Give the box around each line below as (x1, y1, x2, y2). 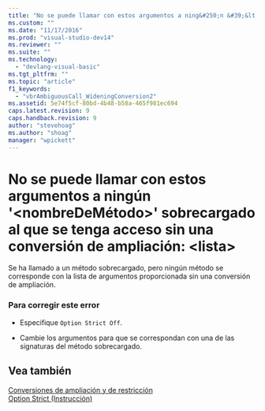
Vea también (8, 364, 72, 378)
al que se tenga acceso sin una (8, 220, 215, 238)
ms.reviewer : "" (8, 41, 62, 49)
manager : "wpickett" (8, 136, 77, 144)
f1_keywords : (8, 84, 51, 93)
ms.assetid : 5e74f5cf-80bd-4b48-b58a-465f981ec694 (8, 99, 178, 107)
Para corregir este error (8, 300, 100, 311)
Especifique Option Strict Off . (19, 317, 122, 327)
